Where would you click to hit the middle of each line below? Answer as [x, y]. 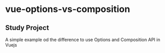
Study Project [27, 28]
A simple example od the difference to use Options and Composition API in [83, 39]
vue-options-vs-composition [68, 9]
